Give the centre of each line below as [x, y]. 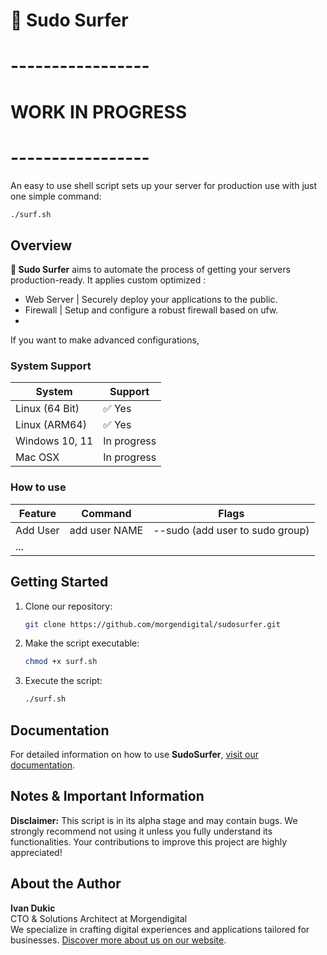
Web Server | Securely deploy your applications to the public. [151, 300]
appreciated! [36, 852]
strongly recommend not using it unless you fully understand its [141, 831]
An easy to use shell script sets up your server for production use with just [164, 185]
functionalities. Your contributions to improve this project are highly [149, 841]
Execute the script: [63, 681]
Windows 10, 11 [54, 441]
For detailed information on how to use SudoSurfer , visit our [134, 755]
